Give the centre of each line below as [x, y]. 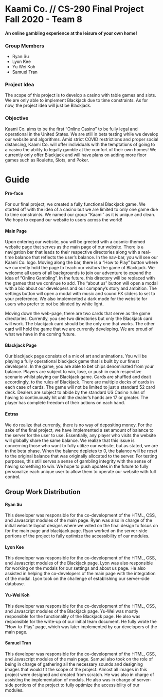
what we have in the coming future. [40, 334]
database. [15, 584]
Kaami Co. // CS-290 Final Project [74, 9]
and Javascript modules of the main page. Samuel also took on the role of [79, 659]
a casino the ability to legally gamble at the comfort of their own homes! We [81, 149]
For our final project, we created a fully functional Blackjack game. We [75, 204]
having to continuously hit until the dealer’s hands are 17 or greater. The [77, 398]
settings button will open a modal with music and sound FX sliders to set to [80, 294]
